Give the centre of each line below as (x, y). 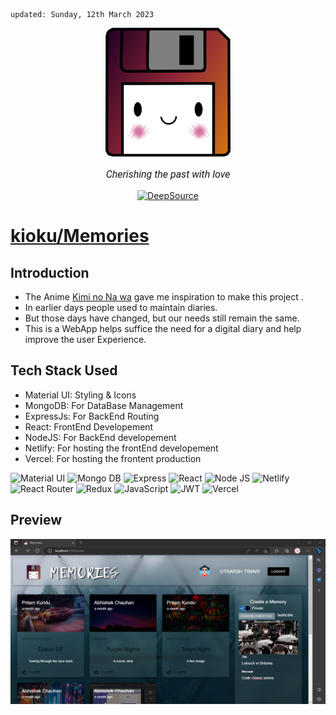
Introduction (50, 272)
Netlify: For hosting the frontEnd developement (121, 448)
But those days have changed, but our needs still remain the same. (162, 318)
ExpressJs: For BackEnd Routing (92, 416)
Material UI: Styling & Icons (80, 395)
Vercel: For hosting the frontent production (113, 458)
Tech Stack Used (64, 370)
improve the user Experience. (85, 339)
